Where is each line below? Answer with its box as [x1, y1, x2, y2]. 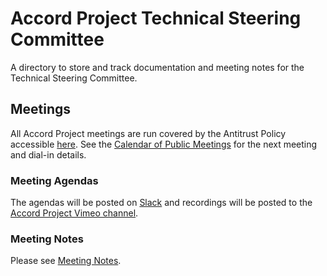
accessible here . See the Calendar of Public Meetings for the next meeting [10, 138, 318, 150]
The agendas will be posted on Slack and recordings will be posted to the [10, 197, 313, 209]
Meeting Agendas [10, 173, 99, 187]
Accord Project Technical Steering [10, 7, 302, 30]
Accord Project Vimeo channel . [10, 207, 139, 219]
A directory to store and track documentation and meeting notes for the [10, 61, 305, 73]
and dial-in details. [10, 148, 87, 161]
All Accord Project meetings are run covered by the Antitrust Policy [10, 127, 287, 139]
